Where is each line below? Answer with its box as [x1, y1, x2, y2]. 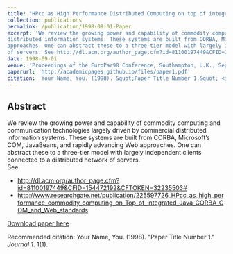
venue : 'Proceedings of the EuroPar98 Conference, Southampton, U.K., [7, 62, 216, 69]
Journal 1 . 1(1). [7, 240, 49, 248]
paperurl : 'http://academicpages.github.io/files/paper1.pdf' [7, 68, 191, 75]
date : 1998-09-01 [7, 56, 58, 62]
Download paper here [7, 219, 69, 228]
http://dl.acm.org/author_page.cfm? [17, 176, 120, 185]
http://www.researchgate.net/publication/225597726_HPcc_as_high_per [17, 192, 224, 200]
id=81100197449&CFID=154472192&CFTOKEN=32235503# [17, 184, 187, 192]
